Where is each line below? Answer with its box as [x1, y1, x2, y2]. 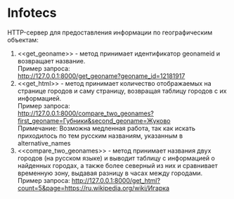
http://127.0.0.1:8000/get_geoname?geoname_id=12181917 [17, 72, 186, 80]
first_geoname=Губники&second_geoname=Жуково [17, 116, 171, 124]
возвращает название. [17, 56, 86, 65]
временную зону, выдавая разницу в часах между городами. [17, 169, 203, 177]
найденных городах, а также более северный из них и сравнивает [17, 161, 218, 169]
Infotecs [7, 5, 57, 21]
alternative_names [17, 139, 72, 147]
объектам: [7, 35, 39, 44]
